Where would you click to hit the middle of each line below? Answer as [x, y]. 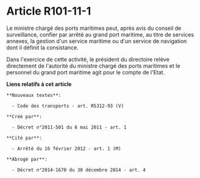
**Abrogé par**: [27, 159]
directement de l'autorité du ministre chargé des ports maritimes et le [93, 66]
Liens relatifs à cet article [39, 84]
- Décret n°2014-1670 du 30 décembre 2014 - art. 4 [79, 170]
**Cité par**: [24, 138]
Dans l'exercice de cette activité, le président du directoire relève [88, 59]
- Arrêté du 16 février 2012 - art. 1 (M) [66, 148]
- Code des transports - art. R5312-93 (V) [68, 106]
